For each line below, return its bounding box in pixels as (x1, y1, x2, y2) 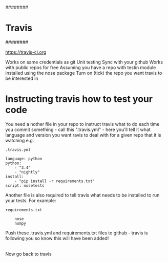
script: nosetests (5, 183, 45, 188)
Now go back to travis (5, 251, 52, 257)
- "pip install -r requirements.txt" (14, 179, 95, 184)
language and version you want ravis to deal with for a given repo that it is (5, 132, 161, 138)
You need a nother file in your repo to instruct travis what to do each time (5, 121, 160, 127)
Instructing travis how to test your (5, 93, 153, 105)
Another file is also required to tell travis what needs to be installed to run (5, 192, 160, 198)
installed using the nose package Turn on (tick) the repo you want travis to (5, 70, 162, 76)
